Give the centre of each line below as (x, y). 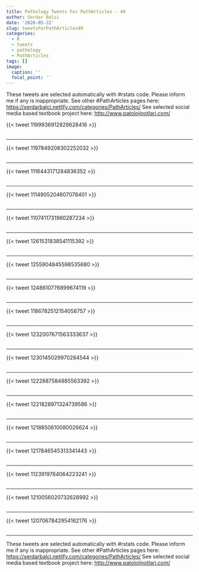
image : (14, 67)
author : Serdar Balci (33, 17)
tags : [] (17, 61)
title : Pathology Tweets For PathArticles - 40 (66, 12)
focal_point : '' (31, 77)
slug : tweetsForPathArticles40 (45, 28)
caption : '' (26, 72)
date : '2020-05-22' (30, 22)
